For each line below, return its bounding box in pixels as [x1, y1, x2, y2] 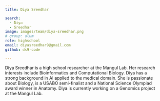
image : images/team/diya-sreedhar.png [5, 29, 84, 34]
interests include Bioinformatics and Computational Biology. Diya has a [5, 70, 147, 75]
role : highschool [5, 38, 40, 43]
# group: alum [5, 34, 34, 39]
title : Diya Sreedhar [5, 7, 49, 12]
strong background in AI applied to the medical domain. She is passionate [5, 75, 153, 81]
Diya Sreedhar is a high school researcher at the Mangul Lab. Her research [5, 65, 156, 71]
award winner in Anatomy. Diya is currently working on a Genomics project [5, 85, 155, 91]
